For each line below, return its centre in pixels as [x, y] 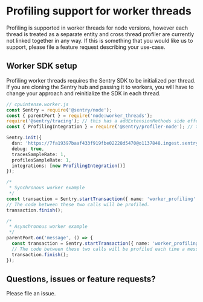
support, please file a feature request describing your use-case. [86, 47]
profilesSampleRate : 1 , [41, 160]
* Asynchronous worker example [48, 227]
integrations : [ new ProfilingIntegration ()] [69, 166]
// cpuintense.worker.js [37, 104]
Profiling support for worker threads [99, 11]
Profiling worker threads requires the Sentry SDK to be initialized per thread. [101, 80]
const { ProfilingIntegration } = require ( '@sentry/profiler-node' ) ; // [100, 127]
